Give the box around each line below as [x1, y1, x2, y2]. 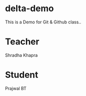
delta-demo [5, 3, 54, 14]
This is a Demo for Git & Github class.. [5, 19, 82, 25]
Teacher [5, 36, 40, 47]
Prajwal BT [5, 85, 27, 91]
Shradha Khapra [5, 52, 38, 58]
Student [5, 69, 39, 80]
